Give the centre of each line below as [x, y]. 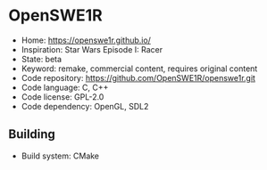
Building [32, 134]
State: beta [42, 59]
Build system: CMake [60, 156]
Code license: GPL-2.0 [63, 97]
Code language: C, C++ [65, 87]
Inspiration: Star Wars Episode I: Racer [92, 49]
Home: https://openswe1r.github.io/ [86, 40]
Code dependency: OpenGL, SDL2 [85, 106]
